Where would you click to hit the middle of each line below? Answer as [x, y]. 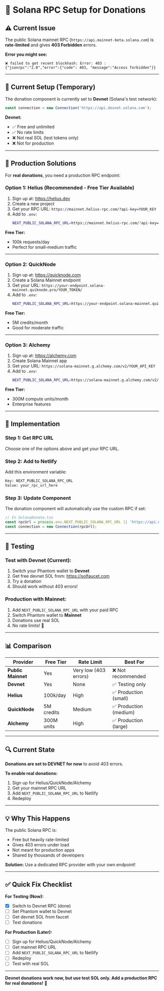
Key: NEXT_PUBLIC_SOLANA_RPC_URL [39, 481]
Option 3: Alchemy [28, 345]
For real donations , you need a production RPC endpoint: [63, 175]
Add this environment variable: [36, 472]
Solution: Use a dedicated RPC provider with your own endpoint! [70, 865]
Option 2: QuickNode [31, 264]
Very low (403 [89, 670]
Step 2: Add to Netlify [31, 461]
